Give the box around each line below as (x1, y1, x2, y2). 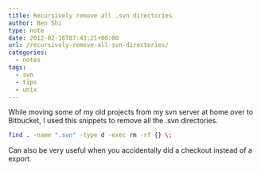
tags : (8, 64, 26, 72)
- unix (15, 85, 37, 94)
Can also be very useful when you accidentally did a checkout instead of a (8, 146, 253, 155)
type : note (8, 26, 45, 34)
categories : (8, 49, 48, 56)
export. (8, 154, 32, 164)
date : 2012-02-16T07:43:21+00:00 (8, 33, 119, 42)
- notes (15, 56, 41, 64)
